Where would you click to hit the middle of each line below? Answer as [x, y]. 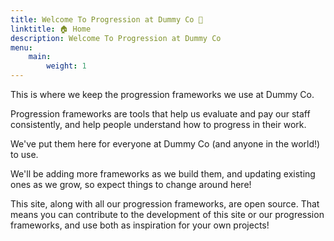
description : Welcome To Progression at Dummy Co [116, 38]
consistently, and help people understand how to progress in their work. [158, 124]
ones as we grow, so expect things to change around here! [131, 184]
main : [40, 57]
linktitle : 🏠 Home [51, 29]
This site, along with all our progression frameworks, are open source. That [165, 204]
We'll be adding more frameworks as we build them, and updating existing [163, 174]
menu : [21, 47]
